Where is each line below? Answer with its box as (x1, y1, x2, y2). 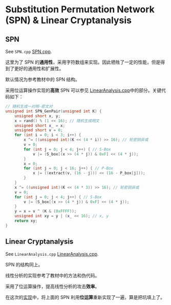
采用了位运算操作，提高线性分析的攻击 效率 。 (5, 283, 100, 289)
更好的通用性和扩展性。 (14, 66, 64, 71)
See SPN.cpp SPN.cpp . (5, 49, 52, 54)
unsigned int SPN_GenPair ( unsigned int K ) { (5, 109, 102, 114)
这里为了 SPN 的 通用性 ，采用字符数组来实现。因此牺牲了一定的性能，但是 (5, 59, 161, 65)
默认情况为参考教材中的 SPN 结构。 (5, 76, 80, 83)
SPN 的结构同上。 (5, 261, 43, 268)
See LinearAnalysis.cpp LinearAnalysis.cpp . (5, 251, 99, 257)
